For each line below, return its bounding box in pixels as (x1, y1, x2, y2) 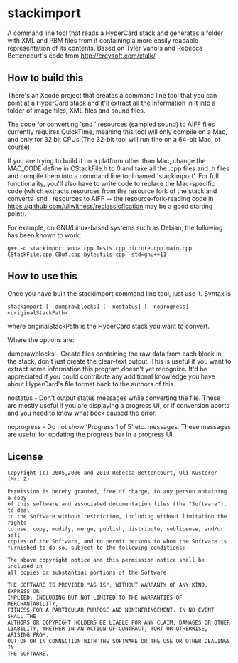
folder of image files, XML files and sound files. (7, 106, 146, 115)
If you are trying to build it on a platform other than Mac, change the (7, 156, 206, 165)
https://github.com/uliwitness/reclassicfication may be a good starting (7, 202, 213, 210)
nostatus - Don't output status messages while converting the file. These (7, 394, 221, 402)
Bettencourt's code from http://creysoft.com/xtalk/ (7, 51, 156, 60)
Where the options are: (7, 335, 75, 344)
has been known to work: (7, 230, 82, 240)
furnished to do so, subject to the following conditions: (7, 544, 186, 552)
